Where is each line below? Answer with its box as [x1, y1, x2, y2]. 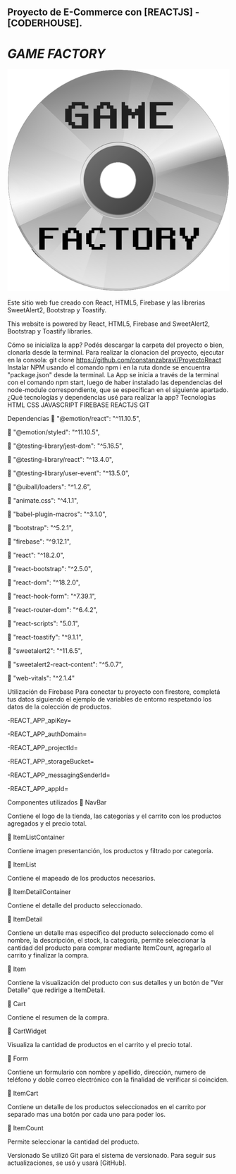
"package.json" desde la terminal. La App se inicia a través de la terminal [7, 371, 220, 379]
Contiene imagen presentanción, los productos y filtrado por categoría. [7, 847, 213, 855]
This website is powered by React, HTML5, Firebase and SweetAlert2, [7, 319, 210, 328]
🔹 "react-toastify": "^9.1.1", [7, 633, 83, 642]
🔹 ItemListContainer [7, 833, 65, 842]
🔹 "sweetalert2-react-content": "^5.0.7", [7, 660, 123, 669]
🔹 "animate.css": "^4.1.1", [7, 496, 79, 505]
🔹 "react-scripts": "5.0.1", [7, 619, 80, 628]
